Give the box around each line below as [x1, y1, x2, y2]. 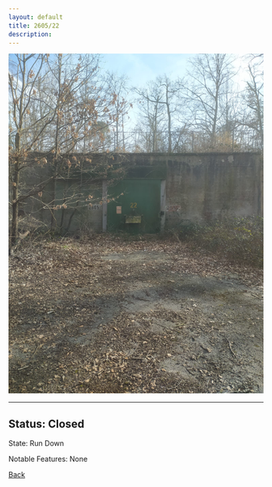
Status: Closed [8, 417, 85, 430]
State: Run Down [8, 438, 65, 448]
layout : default [8, 13, 63, 21]
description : [8, 30, 53, 38]
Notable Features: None [8, 454, 88, 464]
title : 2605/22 [8, 21, 60, 30]
